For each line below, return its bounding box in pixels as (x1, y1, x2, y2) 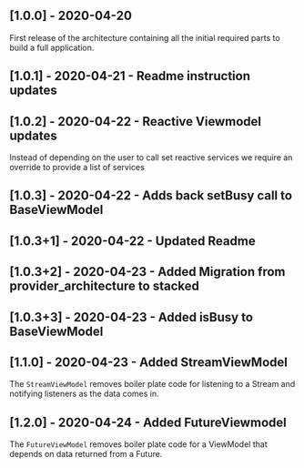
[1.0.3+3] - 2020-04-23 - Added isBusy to (9, 310, 253, 325)
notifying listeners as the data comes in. (9, 388, 159, 400)
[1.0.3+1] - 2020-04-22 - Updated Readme (9, 233, 257, 249)
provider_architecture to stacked (9, 279, 200, 294)
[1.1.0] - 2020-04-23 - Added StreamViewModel (9, 354, 289, 370)
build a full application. (9, 42, 95, 53)
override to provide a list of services (9, 162, 146, 173)
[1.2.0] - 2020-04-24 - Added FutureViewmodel (9, 414, 287, 430)
